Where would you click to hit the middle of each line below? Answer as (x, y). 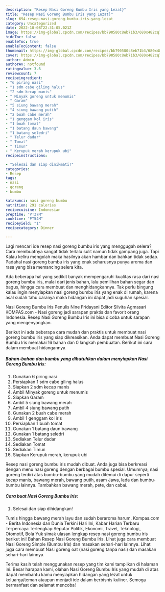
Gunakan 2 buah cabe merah (42, 413)
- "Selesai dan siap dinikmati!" (40, 164)
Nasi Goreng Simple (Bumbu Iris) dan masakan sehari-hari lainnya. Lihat (78, 544)
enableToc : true (22, 42)
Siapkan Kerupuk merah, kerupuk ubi (50, 455)
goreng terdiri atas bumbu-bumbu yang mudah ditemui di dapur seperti (77, 474)
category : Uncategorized (31, 23)
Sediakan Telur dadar (34, 439)
